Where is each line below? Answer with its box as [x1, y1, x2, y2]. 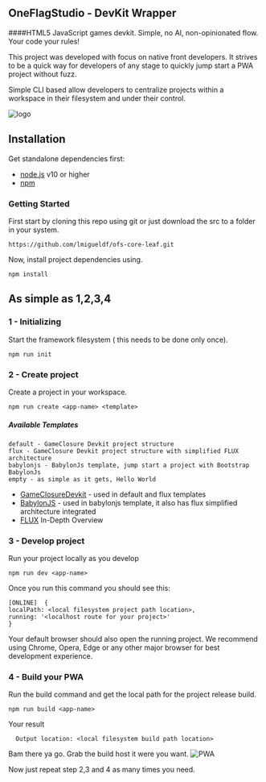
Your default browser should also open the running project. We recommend [8, 634, 259, 644]
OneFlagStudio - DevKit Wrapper [8, 6, 177, 20]
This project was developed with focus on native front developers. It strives [8, 52, 258, 61]
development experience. [8, 651, 93, 661]
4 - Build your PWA [8, 672, 84, 683]
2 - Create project [8, 368, 79, 380]
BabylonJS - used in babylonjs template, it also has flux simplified [19, 497, 238, 507]
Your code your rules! [8, 36, 80, 46]
